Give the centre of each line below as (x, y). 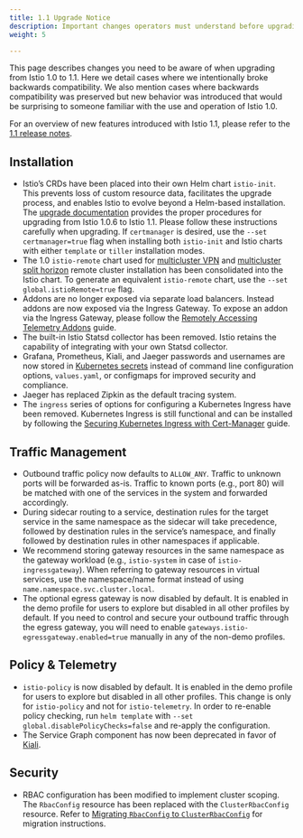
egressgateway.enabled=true (75, 638)
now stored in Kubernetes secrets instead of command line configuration (158, 366)
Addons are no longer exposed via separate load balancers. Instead (148, 299)
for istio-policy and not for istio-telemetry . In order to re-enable (147, 706)
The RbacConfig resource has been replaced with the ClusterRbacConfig (156, 804)
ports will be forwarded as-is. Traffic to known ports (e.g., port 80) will (153, 483)
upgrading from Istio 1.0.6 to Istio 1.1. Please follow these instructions (150, 222)
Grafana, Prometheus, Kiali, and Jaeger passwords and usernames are (154, 357)
